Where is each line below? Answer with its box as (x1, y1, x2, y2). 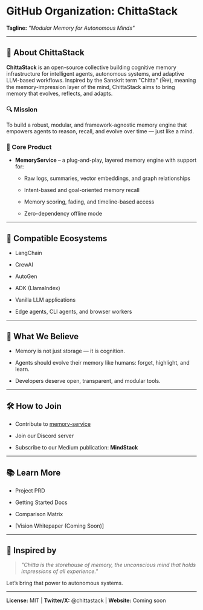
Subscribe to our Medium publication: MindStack (14, 443, 138, 451)
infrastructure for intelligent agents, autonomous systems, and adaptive (6, 70, 184, 77)
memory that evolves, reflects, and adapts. (6, 90, 113, 97)
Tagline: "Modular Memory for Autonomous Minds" (6, 24, 135, 31)
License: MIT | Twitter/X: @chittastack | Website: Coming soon (6, 597, 166, 604)
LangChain (14, 250, 42, 257)
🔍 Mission (6, 105, 38, 113)
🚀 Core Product (6, 142, 52, 151)
